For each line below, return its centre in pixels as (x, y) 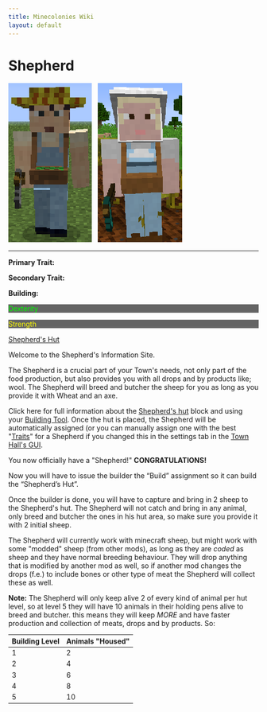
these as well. (31, 583)
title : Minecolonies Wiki (51, 17)
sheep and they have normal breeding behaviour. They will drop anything (128, 558)
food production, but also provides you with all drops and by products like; (130, 379)
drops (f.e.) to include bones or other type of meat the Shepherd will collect (132, 574)
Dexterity (23, 309)
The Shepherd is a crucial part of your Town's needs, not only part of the (128, 371)
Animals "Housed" (98, 641)
